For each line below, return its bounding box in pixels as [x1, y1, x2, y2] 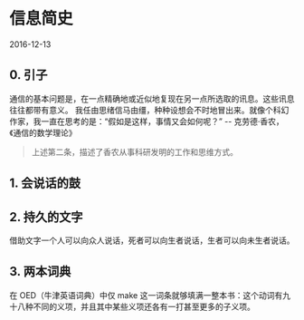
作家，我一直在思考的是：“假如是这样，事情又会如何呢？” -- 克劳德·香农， [9, 115, 285, 127]
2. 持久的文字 [9, 209, 83, 225]
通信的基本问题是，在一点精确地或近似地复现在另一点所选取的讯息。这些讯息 [9, 92, 295, 104]
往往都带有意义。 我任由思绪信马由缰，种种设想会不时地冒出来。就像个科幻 [9, 104, 290, 115]
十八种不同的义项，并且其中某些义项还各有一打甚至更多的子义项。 [9, 301, 255, 312]
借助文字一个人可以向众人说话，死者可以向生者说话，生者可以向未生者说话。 [9, 235, 295, 246]
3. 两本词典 [9, 264, 71, 279]
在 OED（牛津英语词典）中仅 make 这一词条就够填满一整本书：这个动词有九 [9, 289, 291, 300]
